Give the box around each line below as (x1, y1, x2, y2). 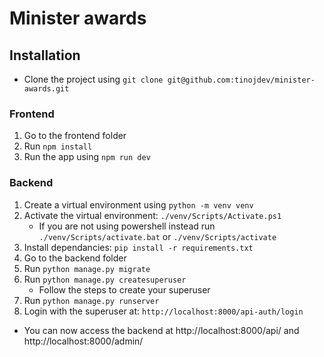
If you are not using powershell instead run (38, 220, 216, 232)
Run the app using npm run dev (23, 151, 151, 163)
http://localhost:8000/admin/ (23, 335, 144, 347)
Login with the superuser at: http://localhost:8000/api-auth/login (23, 305, 304, 317)
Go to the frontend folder (23, 130, 127, 142)
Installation (9, 47, 81, 64)
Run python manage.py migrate (23, 262, 151, 274)
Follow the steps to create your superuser (38, 283, 211, 296)
